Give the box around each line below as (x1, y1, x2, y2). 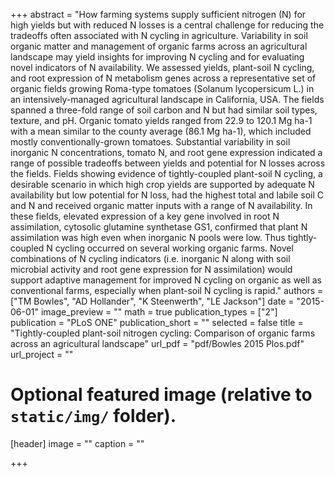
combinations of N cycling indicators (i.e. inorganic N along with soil (10, 253, 291, 264)
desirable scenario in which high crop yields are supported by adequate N (10, 179, 315, 190)
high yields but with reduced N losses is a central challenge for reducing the (10, 19, 325, 31)
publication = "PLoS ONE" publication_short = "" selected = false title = (10, 317, 304, 328)
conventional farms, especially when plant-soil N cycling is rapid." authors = (10, 285, 324, 296)
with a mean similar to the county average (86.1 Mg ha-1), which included (10, 125, 312, 137)
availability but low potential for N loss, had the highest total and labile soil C (10, 189, 325, 201)
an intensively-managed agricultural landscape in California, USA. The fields (10, 94, 325, 105)
